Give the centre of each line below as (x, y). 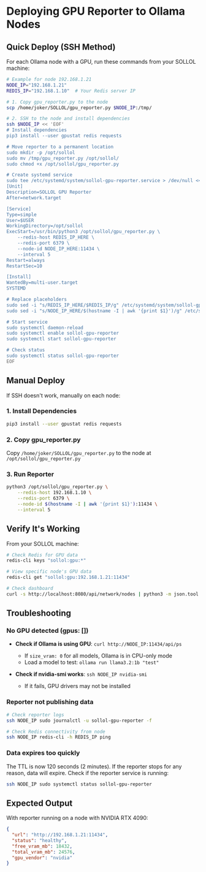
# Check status (26, 350)
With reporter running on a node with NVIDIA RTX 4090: (77, 818)
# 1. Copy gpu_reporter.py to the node (57, 102)
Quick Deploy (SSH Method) (61, 47)
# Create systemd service (39, 175)
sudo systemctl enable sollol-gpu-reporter (63, 333)
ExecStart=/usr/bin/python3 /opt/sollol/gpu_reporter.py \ (83, 232)
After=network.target (34, 197)
